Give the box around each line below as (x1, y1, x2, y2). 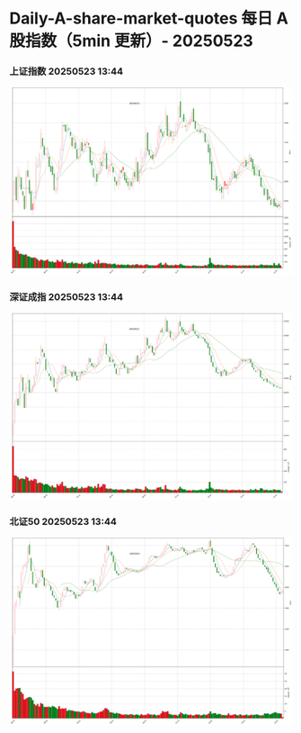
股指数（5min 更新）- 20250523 (9, 31, 253, 51)
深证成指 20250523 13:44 (9, 290, 124, 303)
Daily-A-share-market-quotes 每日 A (9, 8, 289, 29)
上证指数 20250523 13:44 (9, 65, 124, 77)
